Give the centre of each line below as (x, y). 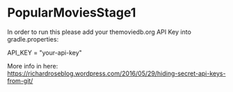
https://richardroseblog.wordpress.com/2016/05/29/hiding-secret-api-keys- (116, 73)
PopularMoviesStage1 (72, 13)
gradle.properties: (33, 39)
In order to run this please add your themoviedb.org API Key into (99, 32)
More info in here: (33, 66)
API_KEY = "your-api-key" (45, 53)
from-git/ (20, 80)
